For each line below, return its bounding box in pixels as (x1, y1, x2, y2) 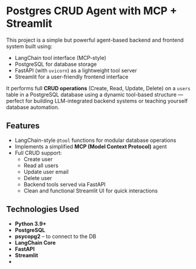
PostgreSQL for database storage (14, 61, 97, 68)
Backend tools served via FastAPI (23, 181, 106, 188)
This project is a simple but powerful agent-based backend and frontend (6, 36, 184, 43)
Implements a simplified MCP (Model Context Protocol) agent (14, 143, 167, 150)
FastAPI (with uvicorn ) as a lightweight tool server (14, 67, 137, 74)
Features (6, 121, 40, 131)
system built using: (6, 43, 52, 50)
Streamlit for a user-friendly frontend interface (14, 73, 129, 80)
